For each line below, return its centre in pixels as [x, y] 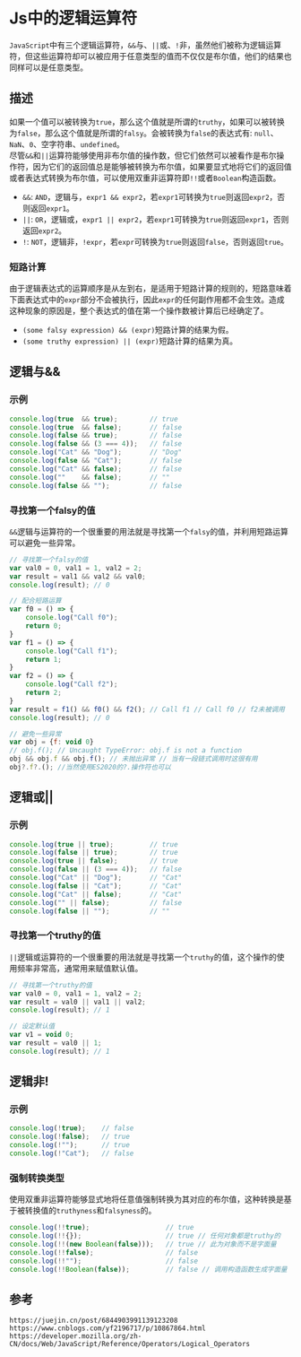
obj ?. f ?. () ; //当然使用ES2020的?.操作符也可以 [90, 768]
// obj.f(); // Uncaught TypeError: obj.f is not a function [126, 751]
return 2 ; [44, 693]
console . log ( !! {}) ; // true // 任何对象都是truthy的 [145, 1236]
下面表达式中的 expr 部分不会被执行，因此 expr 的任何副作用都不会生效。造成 [147, 300]
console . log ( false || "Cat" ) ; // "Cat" [95, 886]
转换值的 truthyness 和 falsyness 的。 [90, 1211]
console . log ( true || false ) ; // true [94, 861]
